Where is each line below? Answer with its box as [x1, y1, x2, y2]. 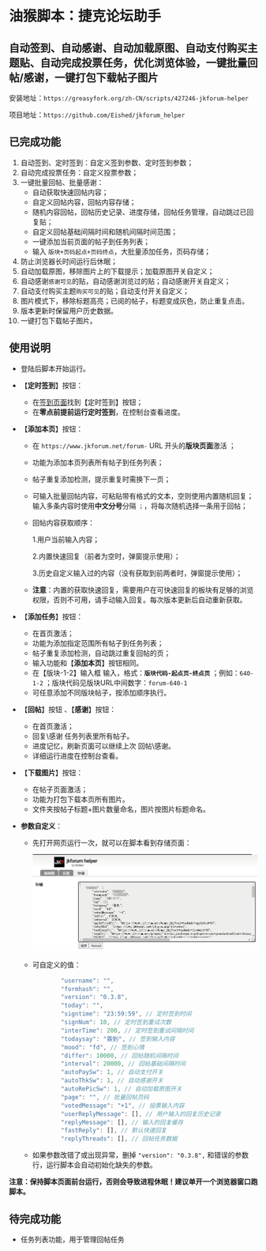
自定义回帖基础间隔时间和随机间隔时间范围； [32, 227, 178, 236]
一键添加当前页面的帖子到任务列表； [32, 236, 151, 246]
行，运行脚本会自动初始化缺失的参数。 [32, 1160, 157, 1170]
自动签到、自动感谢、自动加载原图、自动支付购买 [9, 41, 248, 55]
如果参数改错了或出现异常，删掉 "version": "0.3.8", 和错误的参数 [32, 1151, 249, 1160]
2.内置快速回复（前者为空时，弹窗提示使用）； [32, 551, 181, 561]
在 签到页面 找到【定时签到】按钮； [32, 397, 144, 407]
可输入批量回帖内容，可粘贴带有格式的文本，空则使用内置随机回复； [32, 491, 254, 500]
